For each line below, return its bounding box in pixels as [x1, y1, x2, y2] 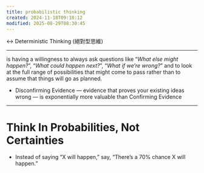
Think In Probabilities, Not [6, 120, 140, 134]
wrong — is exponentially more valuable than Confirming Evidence [15, 93, 182, 101]
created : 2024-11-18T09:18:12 [6, 15, 83, 21]
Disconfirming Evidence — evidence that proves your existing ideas [15, 86, 185, 94]
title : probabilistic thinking [6, 9, 86, 15]
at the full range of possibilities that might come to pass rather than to [6, 68, 181, 76]
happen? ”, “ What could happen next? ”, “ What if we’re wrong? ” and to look [6, 62, 192, 69]
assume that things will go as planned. [6, 75, 102, 82]
